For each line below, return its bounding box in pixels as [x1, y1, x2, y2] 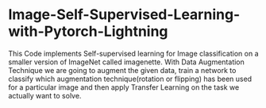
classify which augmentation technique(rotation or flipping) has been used [8, 74, 253, 83]
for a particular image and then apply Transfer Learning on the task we [8, 82, 240, 92]
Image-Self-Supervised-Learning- [8, 6, 241, 24]
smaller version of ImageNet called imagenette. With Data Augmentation [8, 57, 245, 67]
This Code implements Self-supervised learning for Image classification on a [8, 48, 260, 58]
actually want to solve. [8, 91, 82, 100]
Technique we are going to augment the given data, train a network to [8, 65, 237, 75]
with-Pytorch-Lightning [8, 22, 168, 40]
